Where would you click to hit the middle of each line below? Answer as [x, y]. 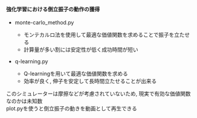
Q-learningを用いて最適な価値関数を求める [76, 74]
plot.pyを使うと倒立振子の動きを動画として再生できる [72, 109]
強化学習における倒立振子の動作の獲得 [53, 9]
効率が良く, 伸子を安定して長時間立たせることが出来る [90, 81]
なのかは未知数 [24, 101]
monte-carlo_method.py [44, 23]
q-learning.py [31, 62]
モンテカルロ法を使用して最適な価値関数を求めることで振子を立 [101, 35]
